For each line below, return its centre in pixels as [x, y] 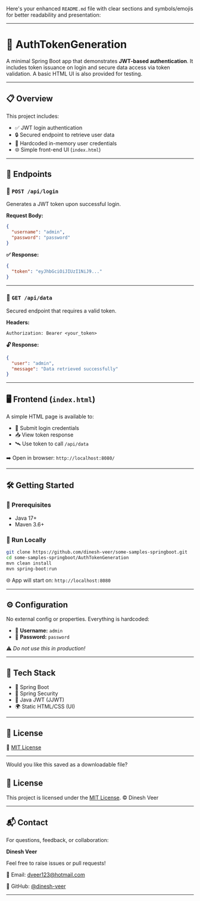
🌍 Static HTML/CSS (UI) [45, 707]
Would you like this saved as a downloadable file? [67, 765]
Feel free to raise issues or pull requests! [56, 863]
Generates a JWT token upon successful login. [64, 204]
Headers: [18, 322]
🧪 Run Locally [26, 540]
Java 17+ [26, 518]
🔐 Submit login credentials [47, 428]
